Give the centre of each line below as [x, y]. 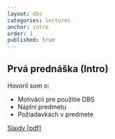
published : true [31, 40]
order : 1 [20, 34]
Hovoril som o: [29, 85]
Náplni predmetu [42, 107]
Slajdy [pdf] [24, 128]
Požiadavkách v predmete [55, 114]
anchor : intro [28, 27]
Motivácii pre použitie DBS [56, 99]
